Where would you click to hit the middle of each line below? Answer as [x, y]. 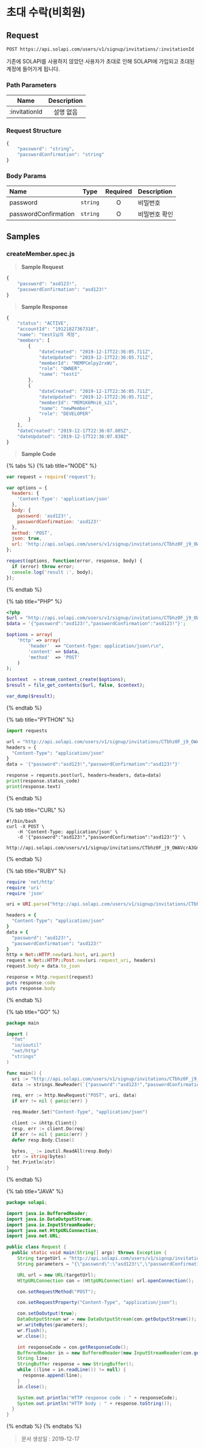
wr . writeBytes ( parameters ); [53, 1325]
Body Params [26, 176]
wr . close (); [32, 1336]
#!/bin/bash [21, 821]
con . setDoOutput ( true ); [47, 1314]
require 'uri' [24, 888]
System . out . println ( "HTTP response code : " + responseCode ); [97, 1398]
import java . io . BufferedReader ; [47, 1213]
